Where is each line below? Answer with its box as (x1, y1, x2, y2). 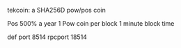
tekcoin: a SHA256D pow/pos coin (7, 6, 106, 14)
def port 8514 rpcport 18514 (7, 33, 87, 41)
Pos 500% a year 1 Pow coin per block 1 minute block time (7, 19, 175, 27)
